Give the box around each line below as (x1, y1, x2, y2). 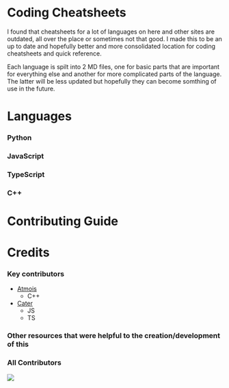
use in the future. (7, 84, 55, 93)
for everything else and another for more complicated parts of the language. (7, 70, 222, 78)
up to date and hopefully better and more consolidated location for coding (7, 42, 215, 50)
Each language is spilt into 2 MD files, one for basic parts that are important (7, 62, 220, 71)
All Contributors (7, 358, 62, 367)
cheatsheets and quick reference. (7, 49, 102, 58)
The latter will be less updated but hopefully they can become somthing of (7, 77, 217, 85)
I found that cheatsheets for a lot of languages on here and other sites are (7, 27, 215, 36)
